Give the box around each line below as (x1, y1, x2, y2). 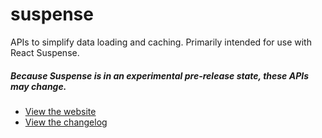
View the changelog (24, 116, 108, 128)
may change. (10, 80, 67, 92)
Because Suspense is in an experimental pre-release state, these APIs (10, 69, 309, 82)
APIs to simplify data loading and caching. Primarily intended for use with (10, 36, 312, 48)
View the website (24, 105, 97, 117)
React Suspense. (10, 46, 80, 58)
